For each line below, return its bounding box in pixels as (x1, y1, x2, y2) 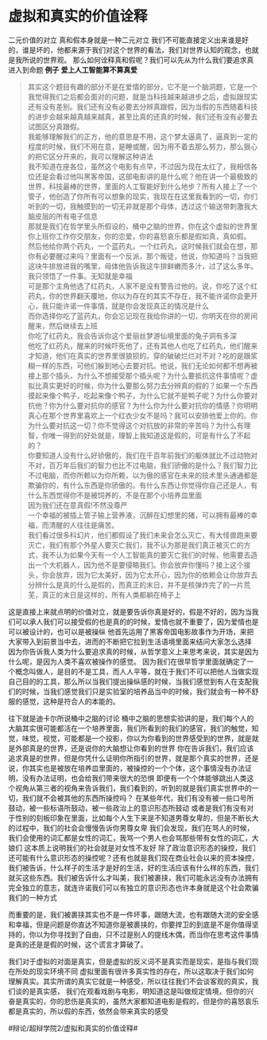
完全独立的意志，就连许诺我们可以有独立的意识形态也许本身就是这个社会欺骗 (8, 882, 259, 893)
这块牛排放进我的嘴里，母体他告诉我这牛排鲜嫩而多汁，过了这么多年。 (27, 261, 258, 271)
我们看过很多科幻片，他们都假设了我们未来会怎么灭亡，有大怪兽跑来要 (27, 530, 258, 540)
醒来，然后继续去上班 (27, 320, 98, 331)
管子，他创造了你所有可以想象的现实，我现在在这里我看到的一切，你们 (27, 191, 258, 201)
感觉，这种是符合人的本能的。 (21, 697, 120, 706)
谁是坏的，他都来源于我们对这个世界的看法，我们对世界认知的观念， (21, 45, 245, 54)
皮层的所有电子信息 (34, 211, 98, 221)
